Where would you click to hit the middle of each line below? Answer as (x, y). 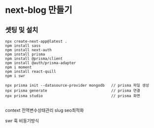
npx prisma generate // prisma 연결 (73, 91)
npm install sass (23, 46)
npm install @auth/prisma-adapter (41, 63)
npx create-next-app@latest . (36, 41)
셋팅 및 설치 (22, 30)
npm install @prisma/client (34, 59)
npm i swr (15, 76)
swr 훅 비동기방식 (22, 121)
